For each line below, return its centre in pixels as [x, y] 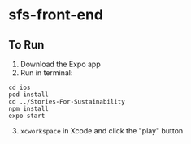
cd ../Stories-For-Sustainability [67, 102]
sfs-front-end [56, 15]
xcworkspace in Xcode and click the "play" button [102, 131]
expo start [27, 116]
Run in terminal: [46, 73]
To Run [26, 45]
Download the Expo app [60, 64]
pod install [28, 95]
